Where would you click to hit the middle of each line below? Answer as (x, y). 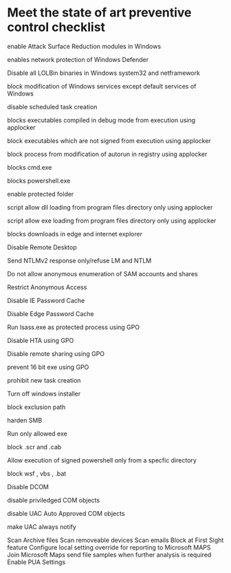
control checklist (56, 27)
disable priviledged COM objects (54, 500)
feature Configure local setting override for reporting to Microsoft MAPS (109, 547)
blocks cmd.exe (30, 167)
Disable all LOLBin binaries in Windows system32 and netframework (104, 73)
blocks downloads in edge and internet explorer (75, 234)
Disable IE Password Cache (46, 300)
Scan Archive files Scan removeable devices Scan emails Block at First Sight (115, 540)
